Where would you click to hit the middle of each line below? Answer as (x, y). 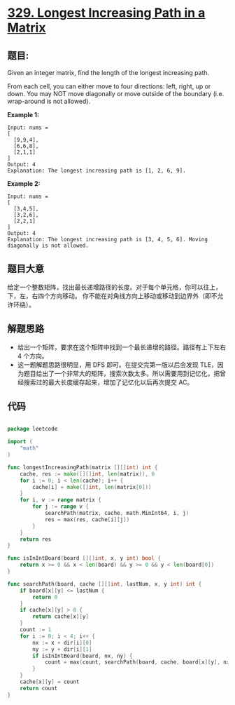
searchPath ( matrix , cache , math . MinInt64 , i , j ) (117, 513)
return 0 (45, 597)
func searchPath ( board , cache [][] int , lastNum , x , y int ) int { (105, 584)
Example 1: (23, 115)
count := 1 (36, 630)
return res (36, 539)
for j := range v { (61, 506)
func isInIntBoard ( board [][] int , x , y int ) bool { (84, 558)
